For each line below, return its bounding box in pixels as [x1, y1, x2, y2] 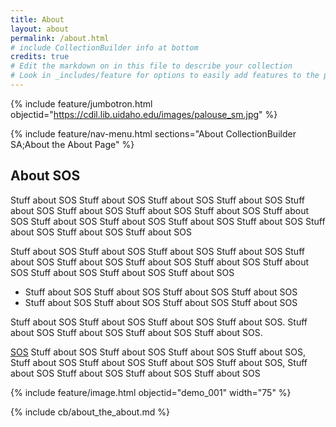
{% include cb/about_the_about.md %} [10, 406, 170, 418]
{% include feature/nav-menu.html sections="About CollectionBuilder [10, 127, 297, 140]
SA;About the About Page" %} [10, 138, 135, 150]
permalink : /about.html [10, 33, 110, 43]
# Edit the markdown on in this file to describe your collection [10, 61, 293, 71]
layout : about [10, 24, 70, 34]
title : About [10, 14, 65, 25]
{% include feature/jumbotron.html [10, 97, 153, 110]
